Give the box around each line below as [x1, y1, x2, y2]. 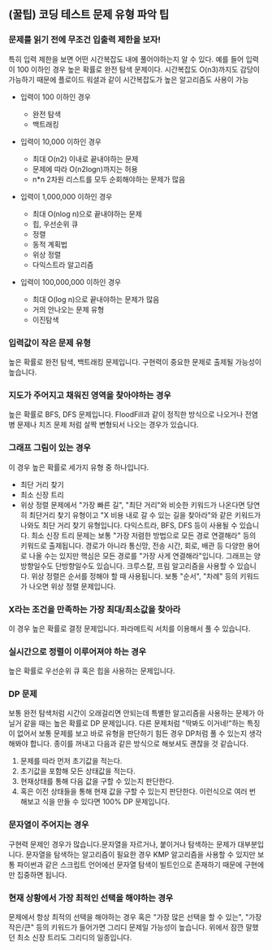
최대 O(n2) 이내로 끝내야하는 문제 [32, 154, 139, 164]
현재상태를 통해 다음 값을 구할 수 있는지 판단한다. [19, 777, 175, 786]
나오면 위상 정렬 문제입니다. [28, 581, 116, 591]
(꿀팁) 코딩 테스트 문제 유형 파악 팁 [8, 7, 170, 22]
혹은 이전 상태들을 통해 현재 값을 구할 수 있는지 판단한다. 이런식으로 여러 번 [19, 786, 257, 796]
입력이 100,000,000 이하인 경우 [19, 277, 122, 287]
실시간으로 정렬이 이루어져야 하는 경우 [8, 646, 147, 657]
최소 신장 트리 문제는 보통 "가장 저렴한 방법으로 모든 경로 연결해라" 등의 [31, 530, 257, 540]
